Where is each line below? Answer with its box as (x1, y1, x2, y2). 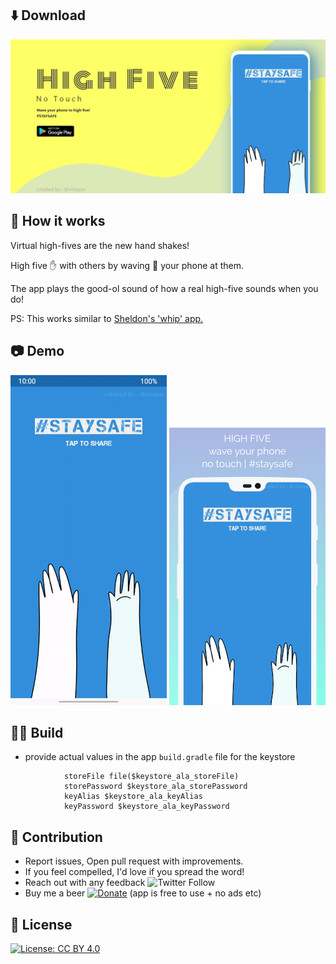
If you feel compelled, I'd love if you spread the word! (24, 866, 245, 878)
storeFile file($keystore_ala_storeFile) (63, 772, 240, 782)
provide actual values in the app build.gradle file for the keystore (24, 751, 296, 763)
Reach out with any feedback (24, 877, 146, 889)
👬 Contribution (10, 828, 103, 846)
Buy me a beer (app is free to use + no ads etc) (24, 887, 262, 899)
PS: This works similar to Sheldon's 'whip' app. (10, 312, 204, 324)
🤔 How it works (10, 213, 106, 230)
